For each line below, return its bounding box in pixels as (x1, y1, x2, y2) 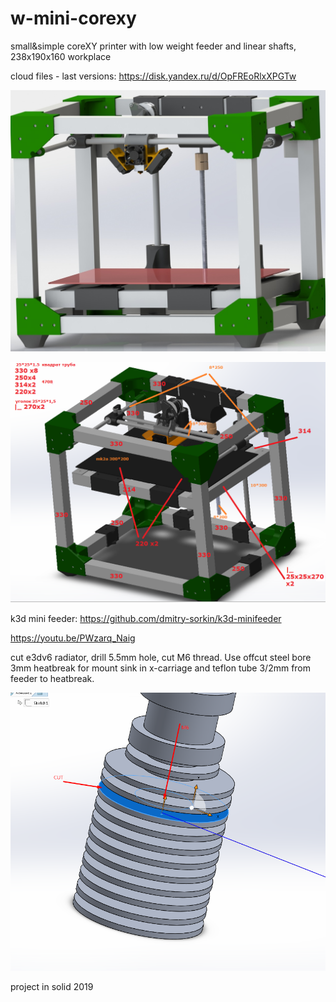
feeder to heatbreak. (10, 672, 95, 684)
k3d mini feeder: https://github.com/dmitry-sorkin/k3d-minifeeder (10, 612, 282, 624)
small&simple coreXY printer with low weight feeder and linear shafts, (10, 40, 297, 52)
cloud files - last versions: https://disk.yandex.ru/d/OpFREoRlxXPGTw (10, 70, 297, 82)
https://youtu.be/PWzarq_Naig (10, 632, 136, 644)
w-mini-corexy (10, 7, 137, 30)
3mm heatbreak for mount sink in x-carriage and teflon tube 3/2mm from (10, 662, 312, 674)
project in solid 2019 (10, 980, 94, 992)
